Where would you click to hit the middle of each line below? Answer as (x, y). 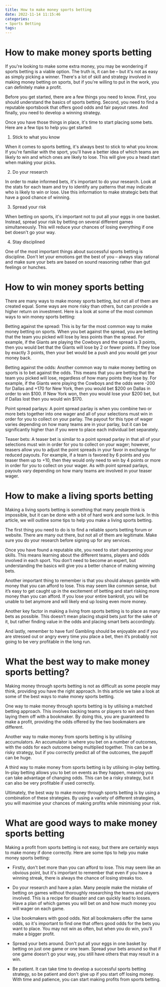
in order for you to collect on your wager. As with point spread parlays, (77, 465)
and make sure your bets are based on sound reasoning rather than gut (78, 262)
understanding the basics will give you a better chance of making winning (80, 565)
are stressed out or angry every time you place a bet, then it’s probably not (81, 636)
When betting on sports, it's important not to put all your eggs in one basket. (83, 217)
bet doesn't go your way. (30, 233)
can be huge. (19, 757)
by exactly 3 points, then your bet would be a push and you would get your (81, 352)
